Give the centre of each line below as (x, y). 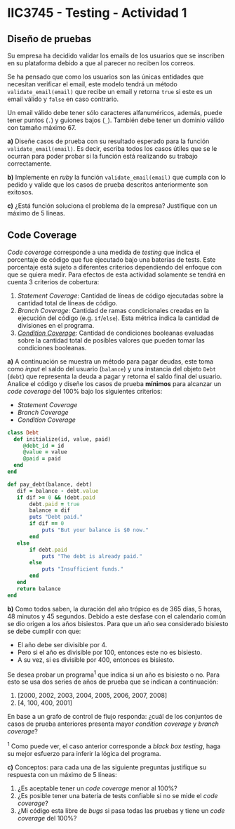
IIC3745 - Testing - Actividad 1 (97, 13)
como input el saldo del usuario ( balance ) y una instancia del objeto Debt (112, 369)
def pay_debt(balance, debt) (50, 484)
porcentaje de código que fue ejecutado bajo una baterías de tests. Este (112, 259)
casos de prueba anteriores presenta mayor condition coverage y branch (113, 724)
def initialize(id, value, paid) (62, 439)
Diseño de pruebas (49, 39)
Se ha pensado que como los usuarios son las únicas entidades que (106, 77)
